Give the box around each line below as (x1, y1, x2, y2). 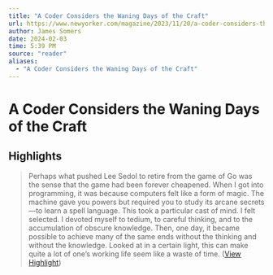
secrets (239, 197, 265, 207)
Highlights (8, 150, 63, 164)
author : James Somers (8, 27, 82, 35)
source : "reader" (8, 50, 67, 58)
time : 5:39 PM (8, 42, 57, 50)
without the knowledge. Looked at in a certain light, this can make (28, 240, 249, 250)
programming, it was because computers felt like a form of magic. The (28, 188, 265, 198)
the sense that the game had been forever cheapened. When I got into (28, 180, 264, 190)
